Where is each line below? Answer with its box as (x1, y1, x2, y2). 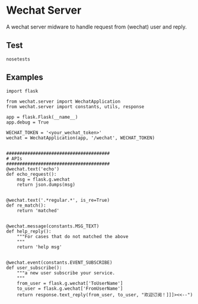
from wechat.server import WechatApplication (6, 99, 120, 104)
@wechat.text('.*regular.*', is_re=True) (6, 197, 110, 203)
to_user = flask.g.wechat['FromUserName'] (17, 286, 123, 292)
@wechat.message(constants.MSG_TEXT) (6, 223, 100, 229)
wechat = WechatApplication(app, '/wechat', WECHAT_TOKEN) (6, 135, 155, 141)
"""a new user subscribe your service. (17, 270, 116, 276)
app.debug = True (6, 119, 49, 125)
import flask (6, 88, 39, 94)
